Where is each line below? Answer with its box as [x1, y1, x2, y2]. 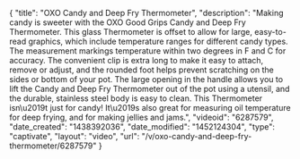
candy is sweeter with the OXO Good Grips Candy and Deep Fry [9, 17, 247, 28]
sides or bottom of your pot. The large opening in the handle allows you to [9, 74, 284, 84]
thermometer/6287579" [9, 140, 97, 151]
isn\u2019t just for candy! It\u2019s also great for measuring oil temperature [9, 103, 291, 113]
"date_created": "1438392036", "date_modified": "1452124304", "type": [9, 121, 276, 132]
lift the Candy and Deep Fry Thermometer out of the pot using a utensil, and [9, 84, 290, 94]
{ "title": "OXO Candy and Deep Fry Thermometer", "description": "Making [9, 8, 284, 18]
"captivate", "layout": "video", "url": [9, 131, 140, 141]
